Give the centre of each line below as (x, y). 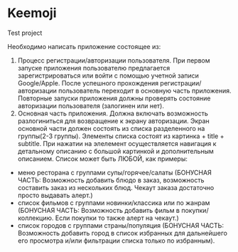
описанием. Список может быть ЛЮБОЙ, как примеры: (103, 159)
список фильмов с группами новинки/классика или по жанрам (114, 203)
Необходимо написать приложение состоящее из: (84, 46)
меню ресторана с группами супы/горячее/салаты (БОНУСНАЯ (114, 172)
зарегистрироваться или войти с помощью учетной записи (108, 75)
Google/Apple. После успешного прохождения (88, 83)
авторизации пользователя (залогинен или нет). (91, 105)
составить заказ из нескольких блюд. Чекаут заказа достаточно (116, 187)
